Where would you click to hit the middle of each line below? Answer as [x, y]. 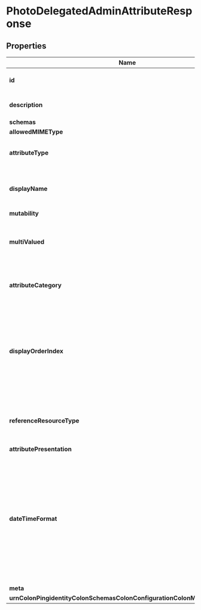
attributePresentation [40, 449]
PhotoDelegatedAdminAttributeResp [99, 11]
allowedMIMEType [36, 132]
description [26, 105]
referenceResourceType [44, 421]
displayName [28, 189]
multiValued [27, 242]
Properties [26, 46]
